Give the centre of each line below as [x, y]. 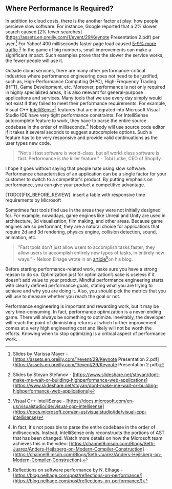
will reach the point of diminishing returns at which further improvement [81, 323]
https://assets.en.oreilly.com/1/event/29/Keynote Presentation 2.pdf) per [83, 37]
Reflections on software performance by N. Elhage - [68, 470]
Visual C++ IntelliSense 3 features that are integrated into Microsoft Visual [83, 109]
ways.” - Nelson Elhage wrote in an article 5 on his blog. [75, 259]
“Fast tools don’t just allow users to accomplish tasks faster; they [86, 247]
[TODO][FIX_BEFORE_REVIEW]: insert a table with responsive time [75, 195]
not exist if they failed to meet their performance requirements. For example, [86, 103]
